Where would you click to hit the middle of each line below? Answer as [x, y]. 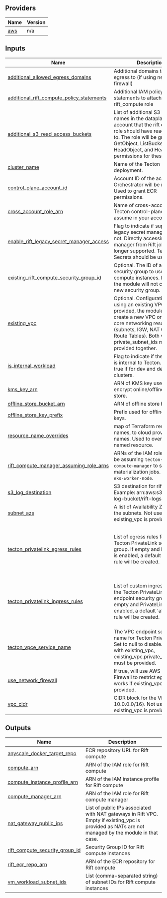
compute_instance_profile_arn [43, 782]
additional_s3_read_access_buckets [50, 134]
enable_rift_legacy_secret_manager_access [58, 241]
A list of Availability [136, 506]
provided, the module [139, 311]
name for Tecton [133, 638]
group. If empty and [137, 549]
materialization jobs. [137, 471]
